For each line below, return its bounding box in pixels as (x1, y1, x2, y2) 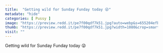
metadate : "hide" (5, 12, 40, 16)
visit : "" (5, 29, 25, 34)
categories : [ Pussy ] (5, 16, 51, 21)
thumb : (5, 25, 18, 30)
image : (5, 20, 18, 26)
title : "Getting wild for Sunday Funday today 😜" (5, 7, 111, 12)
